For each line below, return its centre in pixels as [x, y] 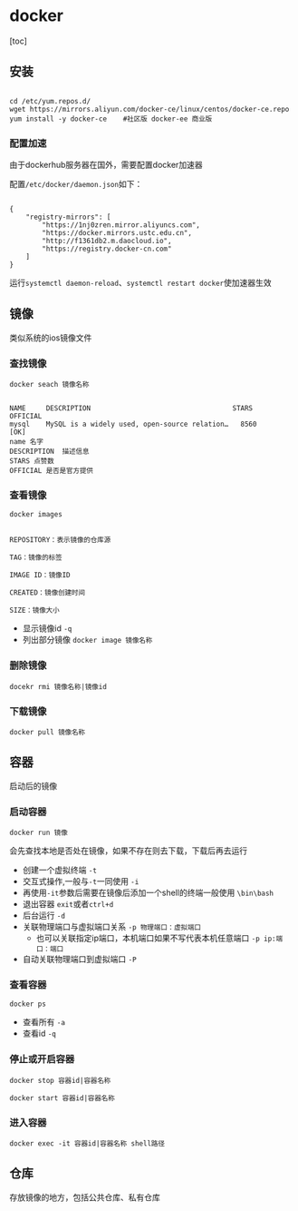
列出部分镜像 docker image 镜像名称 [87, 640]
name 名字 [26, 442]
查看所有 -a [44, 1022]
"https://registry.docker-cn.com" [107, 249]
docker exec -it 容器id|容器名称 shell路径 [87, 1144]
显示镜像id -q [47, 628]
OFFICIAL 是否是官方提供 [51, 471]
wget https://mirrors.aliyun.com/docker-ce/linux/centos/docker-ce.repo [149, 109]
